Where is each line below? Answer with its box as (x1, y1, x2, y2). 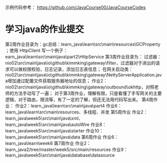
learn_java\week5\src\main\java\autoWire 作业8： (5, 121, 107, 127)
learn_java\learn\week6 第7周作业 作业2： (5, 140, 91, 146)
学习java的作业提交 (5, 24, 84, 35)
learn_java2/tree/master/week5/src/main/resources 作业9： (5, 146, 128, 152)
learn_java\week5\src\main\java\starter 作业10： (5, 127, 104, 133)
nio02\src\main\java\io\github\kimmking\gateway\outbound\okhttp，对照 (5, 84, 155, 90)
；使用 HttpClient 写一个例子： (5, 47, 68, 53)
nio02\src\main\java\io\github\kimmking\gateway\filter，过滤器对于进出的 (5, 59, 156, 66)
